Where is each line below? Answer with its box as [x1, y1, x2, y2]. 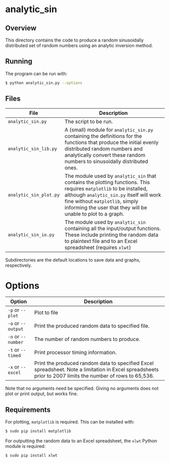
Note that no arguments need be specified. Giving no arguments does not [5, 386, 159, 392]
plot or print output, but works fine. [5, 391, 78, 397]
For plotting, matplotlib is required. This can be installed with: [5, 419, 135, 425]
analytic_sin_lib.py [8, 146, 57, 151]
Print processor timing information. [34, 349, 117, 356]
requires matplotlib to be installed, [64, 185, 148, 192]
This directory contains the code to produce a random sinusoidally [5, 37, 144, 43]
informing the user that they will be [64, 204, 148, 211]
